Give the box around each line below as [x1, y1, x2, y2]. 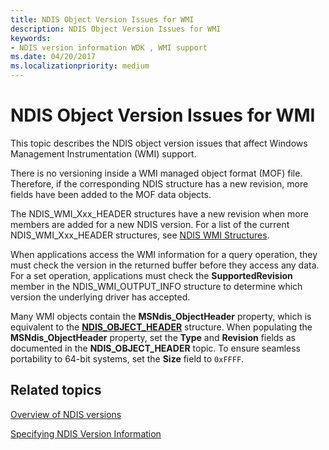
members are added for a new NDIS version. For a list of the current [10, 218, 290, 230]
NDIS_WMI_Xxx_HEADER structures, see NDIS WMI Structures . [10, 229, 270, 241]
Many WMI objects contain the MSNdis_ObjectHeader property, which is [10, 310, 312, 322]
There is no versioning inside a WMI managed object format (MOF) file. [10, 167, 303, 179]
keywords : [10, 33, 52, 43]
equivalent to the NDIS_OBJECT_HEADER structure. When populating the [10, 321, 313, 333]
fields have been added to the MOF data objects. [10, 188, 212, 200]
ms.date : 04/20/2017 [10, 52, 97, 62]
